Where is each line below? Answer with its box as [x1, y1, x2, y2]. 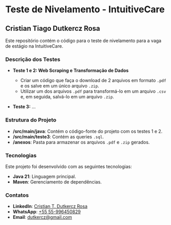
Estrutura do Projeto [5, 116, 57, 124]
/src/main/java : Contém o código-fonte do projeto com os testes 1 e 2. [12, 128, 163, 134]
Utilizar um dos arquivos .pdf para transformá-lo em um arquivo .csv [20, 88, 166, 94]
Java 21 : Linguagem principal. [12, 173, 76, 179]
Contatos [5, 191, 29, 198]
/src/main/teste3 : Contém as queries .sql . [12, 133, 104, 139]
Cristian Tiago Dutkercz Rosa [5, 24, 100, 33]
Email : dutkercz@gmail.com [12, 214, 73, 220]
